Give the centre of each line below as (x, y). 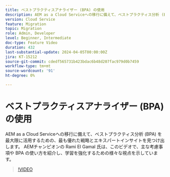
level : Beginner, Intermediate (38, 38)
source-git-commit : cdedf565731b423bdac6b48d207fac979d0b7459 (72, 62)
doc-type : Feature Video (31, 43)
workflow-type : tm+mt (28, 66)
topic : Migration (24, 29)
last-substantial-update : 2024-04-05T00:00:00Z (56, 52)
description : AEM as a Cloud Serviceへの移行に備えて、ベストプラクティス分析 (82, 15)
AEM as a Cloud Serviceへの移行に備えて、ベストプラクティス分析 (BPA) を (84, 134)
